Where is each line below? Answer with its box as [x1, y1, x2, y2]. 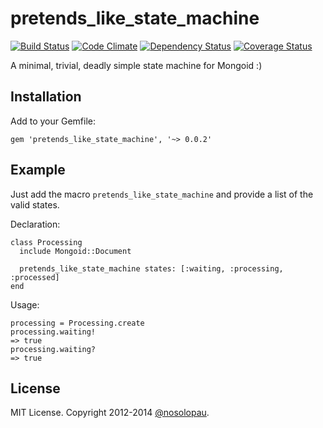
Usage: [10, 298, 40, 311]
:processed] [10, 272, 60, 282]
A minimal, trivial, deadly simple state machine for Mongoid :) [10, 59, 263, 71]
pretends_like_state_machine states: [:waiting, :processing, [19, 263, 284, 274]
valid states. [10, 198, 60, 211]
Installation [10, 88, 82, 106]
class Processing [10, 237, 83, 247]
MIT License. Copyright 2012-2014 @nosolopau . [10, 407, 210, 419]
